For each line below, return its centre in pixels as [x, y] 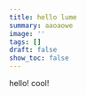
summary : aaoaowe [41, 26]
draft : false [33, 50]
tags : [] [25, 42]
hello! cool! [29, 83]
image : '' [27, 33]
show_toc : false [39, 58]
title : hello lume [43, 17]
